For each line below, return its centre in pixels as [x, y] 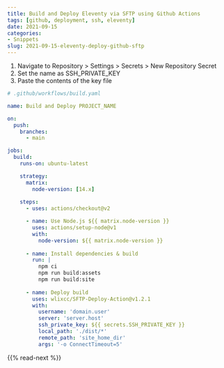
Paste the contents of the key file [65, 80]
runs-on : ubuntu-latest [54, 164]
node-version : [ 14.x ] [64, 189]
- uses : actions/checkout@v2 [68, 209]
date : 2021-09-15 [32, 26]
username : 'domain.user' [74, 312]
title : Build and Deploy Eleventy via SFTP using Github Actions [104, 14]
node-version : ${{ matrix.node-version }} [101, 240]
